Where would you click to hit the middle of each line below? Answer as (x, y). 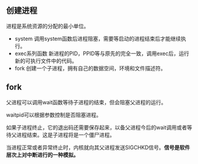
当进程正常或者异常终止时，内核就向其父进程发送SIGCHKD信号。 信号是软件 (98, 147)
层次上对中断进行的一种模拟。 (42, 155)
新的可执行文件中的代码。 (46, 60)
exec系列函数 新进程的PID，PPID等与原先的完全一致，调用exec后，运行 (102, 53)
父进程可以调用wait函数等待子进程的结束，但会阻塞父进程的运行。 (86, 102)
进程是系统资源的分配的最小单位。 (48, 26)
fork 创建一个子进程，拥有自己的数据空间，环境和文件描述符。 (90, 68)
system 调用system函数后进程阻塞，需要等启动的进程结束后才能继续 (98, 38)
